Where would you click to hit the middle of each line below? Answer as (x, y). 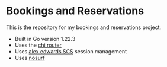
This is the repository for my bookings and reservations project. (84, 27)
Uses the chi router (38, 45)
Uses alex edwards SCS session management (71, 51)
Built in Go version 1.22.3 (45, 39)
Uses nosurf (30, 58)
